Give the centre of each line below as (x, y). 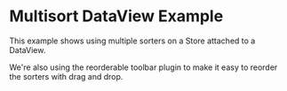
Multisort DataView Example (116, 16)
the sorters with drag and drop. (66, 76)
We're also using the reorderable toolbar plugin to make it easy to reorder (143, 67)
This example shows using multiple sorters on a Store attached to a (132, 41)
